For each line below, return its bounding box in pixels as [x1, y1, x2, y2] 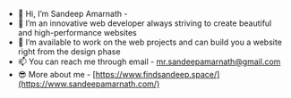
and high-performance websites [17, 28, 137, 37]
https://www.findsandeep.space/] [95, 69, 220, 79]
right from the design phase [17, 46, 121, 57]
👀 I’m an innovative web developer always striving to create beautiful [17, 18, 272, 29]
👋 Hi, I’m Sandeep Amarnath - [17, 9, 128, 19]
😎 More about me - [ [17, 69, 96, 79]
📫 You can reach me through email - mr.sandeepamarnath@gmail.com [17, 56, 281, 67]
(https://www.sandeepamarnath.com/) [17, 78, 160, 89]
